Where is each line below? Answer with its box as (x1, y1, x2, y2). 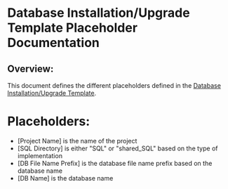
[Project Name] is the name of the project (17, 136, 138, 145)
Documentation (7, 35, 100, 51)
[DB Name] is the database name (17, 174, 114, 182)
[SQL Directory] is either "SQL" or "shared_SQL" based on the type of (17, 144, 218, 152)
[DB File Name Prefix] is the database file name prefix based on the (17, 159, 213, 167)
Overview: (7, 63, 54, 74)
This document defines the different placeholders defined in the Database (7, 82, 221, 89)
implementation (17, 151, 63, 159)
